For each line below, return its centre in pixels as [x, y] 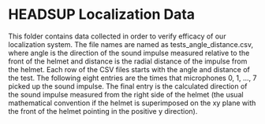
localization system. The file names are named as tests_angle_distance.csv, [131, 44]
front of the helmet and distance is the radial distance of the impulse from [128, 61]
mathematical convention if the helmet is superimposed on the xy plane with [132, 103]
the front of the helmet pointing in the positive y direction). [103, 111]
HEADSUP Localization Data [102, 15]
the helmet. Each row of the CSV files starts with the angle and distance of [129, 69]
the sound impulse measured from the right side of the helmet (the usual [126, 94]
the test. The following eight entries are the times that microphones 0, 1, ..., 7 [132, 78]
